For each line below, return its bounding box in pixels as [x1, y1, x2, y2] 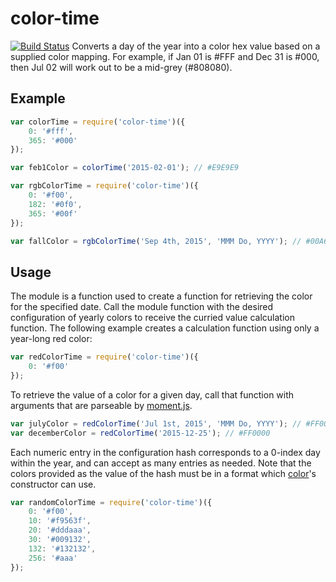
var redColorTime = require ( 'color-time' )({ [10, 352, 199, 362]
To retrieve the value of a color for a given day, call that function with [10, 388, 295, 401]
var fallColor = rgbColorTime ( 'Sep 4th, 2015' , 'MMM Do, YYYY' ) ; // [10, 236, 302, 246]
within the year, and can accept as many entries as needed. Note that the [10, 457, 312, 469]
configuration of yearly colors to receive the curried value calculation [10, 312, 295, 324]
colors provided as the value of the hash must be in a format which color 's [10, 467, 317, 479]
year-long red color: [10, 333, 93, 345]
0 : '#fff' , [28, 126, 74, 136]
